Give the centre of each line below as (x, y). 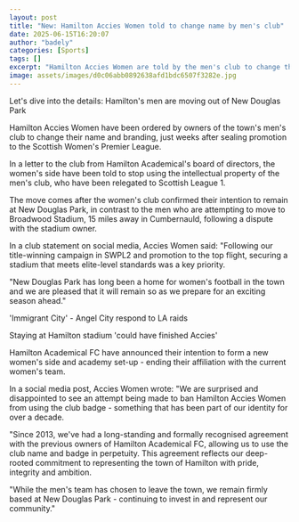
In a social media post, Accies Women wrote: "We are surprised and (134, 388)
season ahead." (38, 300)
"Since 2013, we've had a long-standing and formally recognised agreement (149, 434)
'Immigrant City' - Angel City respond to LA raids (99, 318)
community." (32, 508)
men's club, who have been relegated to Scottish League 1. (117, 183)
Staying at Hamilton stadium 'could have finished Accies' (113, 335)
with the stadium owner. (53, 228)
